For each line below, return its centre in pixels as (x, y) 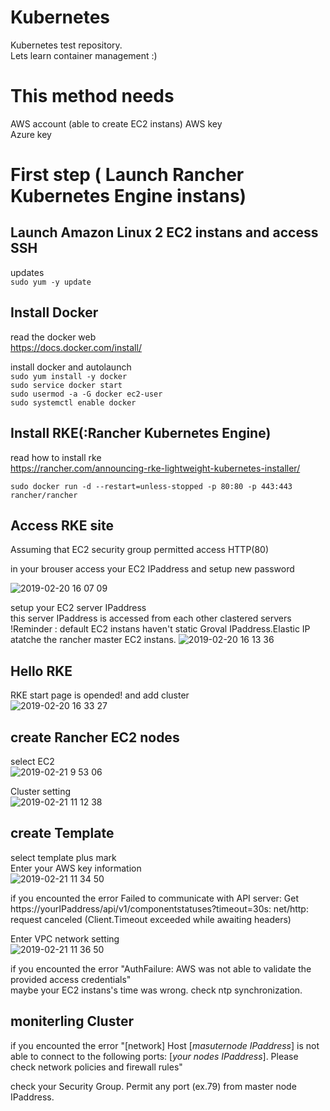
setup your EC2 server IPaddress (78, 608)
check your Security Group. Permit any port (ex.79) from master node (153, 1086)
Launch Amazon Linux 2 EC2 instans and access (164, 232)
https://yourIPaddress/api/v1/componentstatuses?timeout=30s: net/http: (159, 908)
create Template (62, 833)
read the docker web (53, 337)
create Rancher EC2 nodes (95, 737)
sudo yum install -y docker (69, 376)
